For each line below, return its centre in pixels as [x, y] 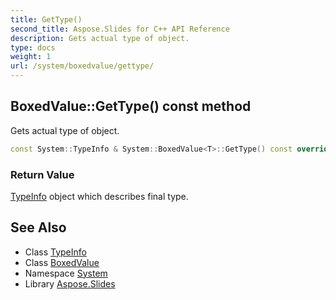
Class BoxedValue [62, 262]
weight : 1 [31, 57]
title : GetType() [46, 19]
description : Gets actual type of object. [100, 38]
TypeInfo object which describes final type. [99, 196]
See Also [38, 227]
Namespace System [66, 273]
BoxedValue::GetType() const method [131, 106]
